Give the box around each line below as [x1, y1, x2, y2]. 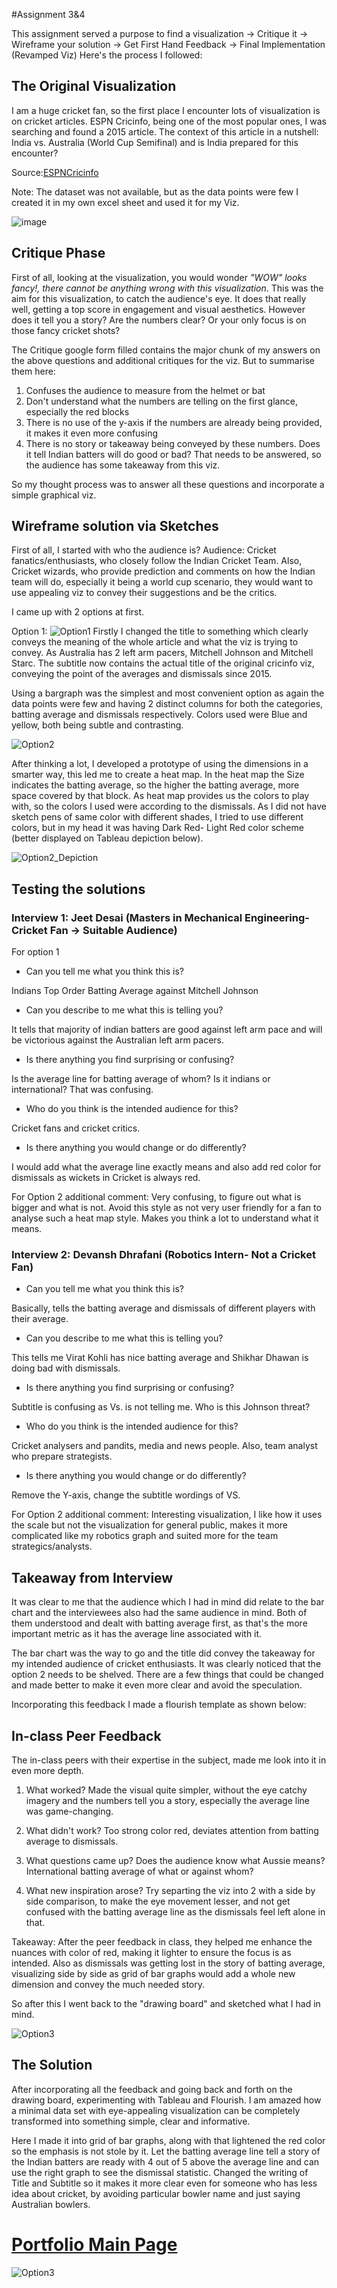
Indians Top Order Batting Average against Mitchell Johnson [11, 985, 259, 997]
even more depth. [11, 1765, 84, 1777]
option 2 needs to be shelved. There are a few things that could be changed [11, 1669, 324, 1681]
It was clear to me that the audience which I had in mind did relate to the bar [11, 1596, 325, 1608]
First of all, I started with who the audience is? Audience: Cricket [11, 544, 277, 556]
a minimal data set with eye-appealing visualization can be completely [11, 2104, 301, 2116]
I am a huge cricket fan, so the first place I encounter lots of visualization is [11, 104, 321, 116]
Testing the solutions [11, 880, 146, 898]
